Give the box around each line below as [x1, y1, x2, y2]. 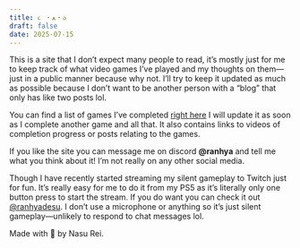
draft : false [9, 21, 58, 30]
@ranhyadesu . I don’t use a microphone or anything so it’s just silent [9, 201, 261, 212]
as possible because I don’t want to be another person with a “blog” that [9, 82, 277, 94]
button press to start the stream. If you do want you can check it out [9, 192, 261, 202]
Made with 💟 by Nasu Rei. [9, 228, 105, 239]
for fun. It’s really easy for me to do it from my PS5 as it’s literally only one [9, 183, 280, 193]
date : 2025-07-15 [9, 30, 74, 38]
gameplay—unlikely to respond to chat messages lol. [9, 211, 204, 222]
